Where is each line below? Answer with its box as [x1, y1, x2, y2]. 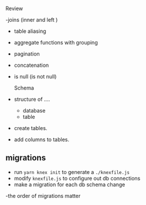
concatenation [13, 61, 49, 69]
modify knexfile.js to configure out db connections [13, 175, 141, 182]
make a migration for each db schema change [13, 181, 125, 188]
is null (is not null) [13, 73, 57, 80]
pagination [13, 50, 40, 57]
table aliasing [13, 28, 46, 35]
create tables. [13, 125, 47, 131]
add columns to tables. [13, 136, 70, 143]
